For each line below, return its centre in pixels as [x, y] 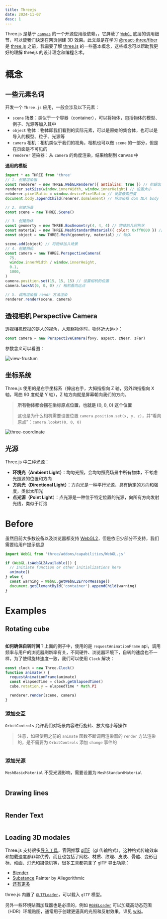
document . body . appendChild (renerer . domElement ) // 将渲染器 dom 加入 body [82, 198]
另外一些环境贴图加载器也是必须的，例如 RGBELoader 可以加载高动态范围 [79, 905]
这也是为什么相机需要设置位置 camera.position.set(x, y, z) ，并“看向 [89, 415]
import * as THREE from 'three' [39, 175]
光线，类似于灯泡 [30, 503]
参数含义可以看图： [25, 349]
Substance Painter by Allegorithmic [48, 878]
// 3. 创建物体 [19, 221]
